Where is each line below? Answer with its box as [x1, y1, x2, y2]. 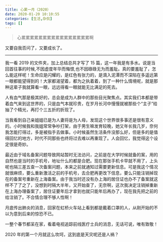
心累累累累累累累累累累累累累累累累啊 [16, 35, 94, 40]
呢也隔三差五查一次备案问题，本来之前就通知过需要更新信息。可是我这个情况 [5, 164, 158, 170]
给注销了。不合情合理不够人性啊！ [5, 194, 73, 200]
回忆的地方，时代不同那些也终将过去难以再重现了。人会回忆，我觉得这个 [9, 135, 154, 141]
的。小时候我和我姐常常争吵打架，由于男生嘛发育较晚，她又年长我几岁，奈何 [5, 123, 158, 129]
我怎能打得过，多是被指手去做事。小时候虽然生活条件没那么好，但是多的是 [5, 130, 154, 135]
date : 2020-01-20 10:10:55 [5, 12, 60, 17]
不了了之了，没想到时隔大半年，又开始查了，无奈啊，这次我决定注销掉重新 [9, 182, 158, 188]
